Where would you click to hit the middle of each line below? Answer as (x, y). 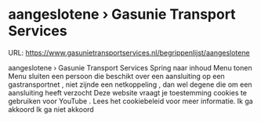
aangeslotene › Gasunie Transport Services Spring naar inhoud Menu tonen (130, 67)
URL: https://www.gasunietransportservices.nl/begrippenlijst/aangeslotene (129, 52)
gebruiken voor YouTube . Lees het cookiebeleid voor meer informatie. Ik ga (130, 101)
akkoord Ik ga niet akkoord (51, 109)
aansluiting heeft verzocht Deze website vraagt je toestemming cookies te (127, 92)
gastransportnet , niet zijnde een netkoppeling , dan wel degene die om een (130, 84)
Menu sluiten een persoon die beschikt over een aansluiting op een (116, 76)
